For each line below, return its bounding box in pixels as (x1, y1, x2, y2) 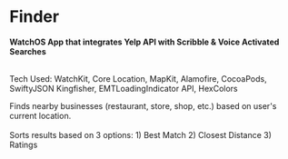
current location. (9, 110, 72, 121)
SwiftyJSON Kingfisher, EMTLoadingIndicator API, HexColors (9, 83, 238, 94)
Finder (9, 6, 60, 27)
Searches (9, 45, 47, 56)
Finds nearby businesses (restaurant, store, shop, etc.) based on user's (9, 100, 277, 111)
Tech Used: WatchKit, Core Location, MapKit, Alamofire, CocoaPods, (9, 73, 267, 84)
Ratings (9, 139, 38, 150)
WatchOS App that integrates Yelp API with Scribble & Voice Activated (9, 36, 280, 47)
